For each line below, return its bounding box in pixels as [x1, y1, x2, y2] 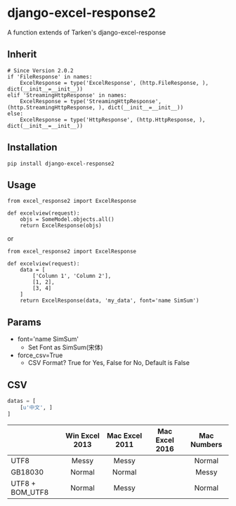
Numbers [190, 439, 223, 449]
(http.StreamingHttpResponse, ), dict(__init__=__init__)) [7, 104, 184, 111]
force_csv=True [17, 351, 63, 359]
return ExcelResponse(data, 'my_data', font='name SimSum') [20, 297, 199, 305]
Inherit [7, 48, 37, 60]
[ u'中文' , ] [20, 404, 53, 411]
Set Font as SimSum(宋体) [27, 343, 103, 352]
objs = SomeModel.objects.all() [20, 216, 114, 223]
